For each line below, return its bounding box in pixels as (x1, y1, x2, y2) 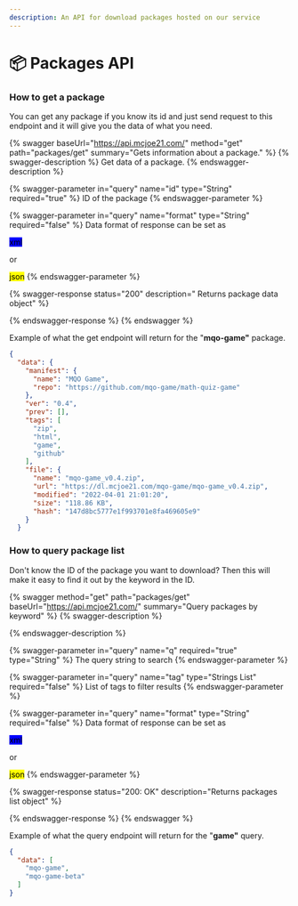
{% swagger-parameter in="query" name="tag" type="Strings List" (9, 671, 257, 682)
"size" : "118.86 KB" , (32, 498, 114, 507)
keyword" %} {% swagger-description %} (9, 611, 163, 621)
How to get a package (9, 91, 105, 103)
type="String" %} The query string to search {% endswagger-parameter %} (9, 654, 288, 665)
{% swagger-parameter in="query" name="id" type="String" (9, 183, 233, 194)
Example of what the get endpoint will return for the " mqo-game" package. (9, 333, 286, 344)
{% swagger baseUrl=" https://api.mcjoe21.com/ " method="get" (9, 138, 243, 149)
